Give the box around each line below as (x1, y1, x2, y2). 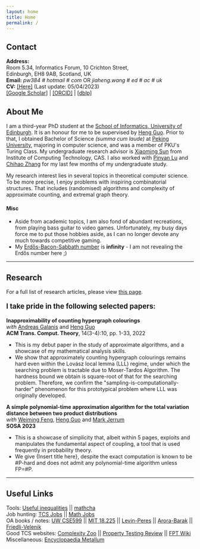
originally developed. (14, 392, 67, 399)
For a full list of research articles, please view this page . (6, 289, 143, 296)
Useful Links (6, 488, 54, 498)
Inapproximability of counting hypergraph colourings (6, 317, 140, 324)
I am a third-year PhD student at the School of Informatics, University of (6, 123, 183, 129)
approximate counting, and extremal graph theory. (6, 191, 129, 198)
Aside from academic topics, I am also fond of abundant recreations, (14, 218, 183, 225)
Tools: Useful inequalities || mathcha (6, 504, 96, 511)
